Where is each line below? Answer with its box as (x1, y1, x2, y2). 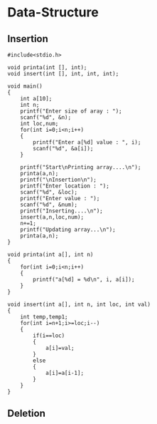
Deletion (7, 408, 46, 420)
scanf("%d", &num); (20, 201, 78, 208)
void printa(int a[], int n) (7, 251, 94, 258)
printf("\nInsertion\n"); (20, 176, 97, 183)
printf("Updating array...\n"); (20, 226, 116, 233)
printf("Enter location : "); (20, 182, 110, 190)
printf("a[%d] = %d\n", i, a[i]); (33, 276, 135, 283)
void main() (7, 83, 43, 90)
